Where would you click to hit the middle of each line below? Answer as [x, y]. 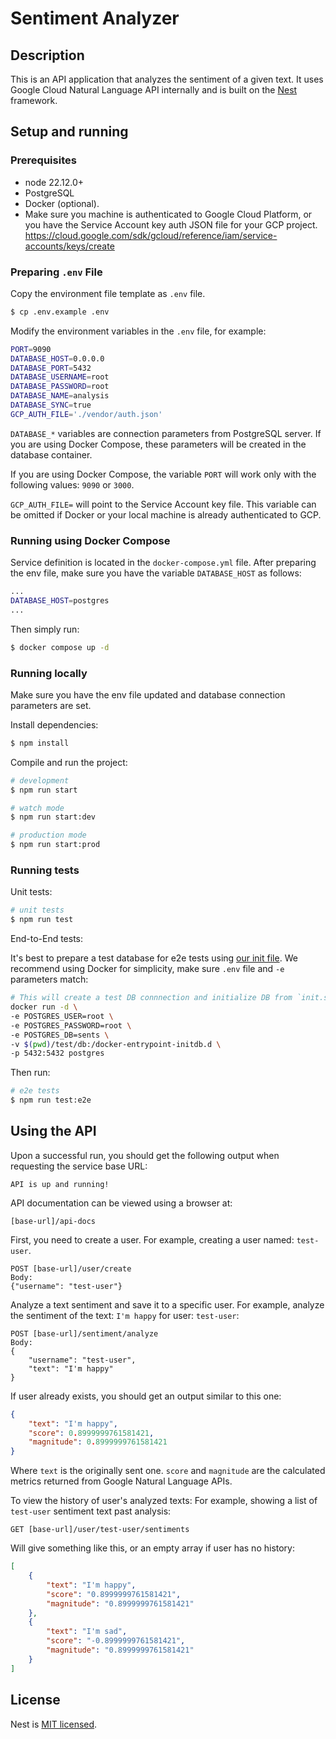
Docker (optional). [62, 203]
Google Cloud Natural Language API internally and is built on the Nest [154, 90]
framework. [34, 100]
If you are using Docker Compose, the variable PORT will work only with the [163, 474]
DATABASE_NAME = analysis [60, 396]
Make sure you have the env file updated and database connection [148, 694]
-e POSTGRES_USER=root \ [62, 1016]
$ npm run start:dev [53, 817]
